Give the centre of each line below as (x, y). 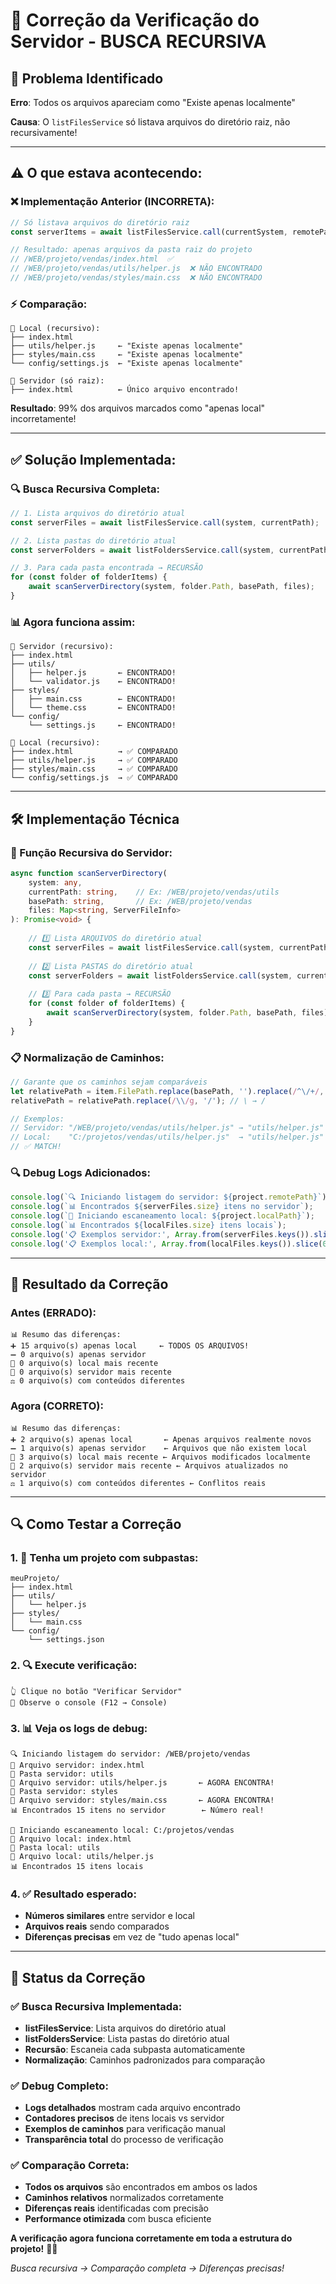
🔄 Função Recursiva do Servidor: (91, 852)
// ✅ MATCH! (36, 1147)
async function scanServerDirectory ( (89, 873)
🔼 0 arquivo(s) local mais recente (84, 1364)
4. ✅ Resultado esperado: (73, 1894)
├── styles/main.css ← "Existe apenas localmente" (127, 355)
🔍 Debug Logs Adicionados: (80, 1172)
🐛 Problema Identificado (87, 78)
